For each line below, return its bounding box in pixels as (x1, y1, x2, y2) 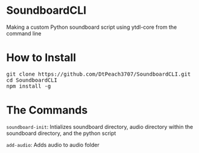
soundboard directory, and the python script (6, 130, 116, 137)
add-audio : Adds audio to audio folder (6, 141, 99, 148)
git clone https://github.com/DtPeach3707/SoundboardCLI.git (6, 70, 191, 77)
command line (6, 29, 42, 37)
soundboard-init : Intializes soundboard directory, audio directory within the (6, 123, 194, 130)
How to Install (6, 51, 77, 65)
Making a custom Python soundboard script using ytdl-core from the (6, 23, 177, 31)
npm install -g (6, 82, 51, 89)
